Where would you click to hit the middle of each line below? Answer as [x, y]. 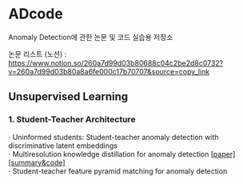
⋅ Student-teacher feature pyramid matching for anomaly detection [118, 171]
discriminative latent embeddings [63, 146]
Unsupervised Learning [68, 97]
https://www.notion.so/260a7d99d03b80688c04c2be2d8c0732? [116, 63]
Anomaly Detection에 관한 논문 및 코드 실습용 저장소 [91, 37]
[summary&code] [37, 162]
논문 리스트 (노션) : [38, 54]
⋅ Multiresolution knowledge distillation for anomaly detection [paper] [122, 154]
